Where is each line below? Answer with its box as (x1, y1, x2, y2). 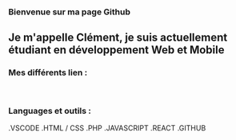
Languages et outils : (8, 105, 92, 116)
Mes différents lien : (8, 67, 88, 78)
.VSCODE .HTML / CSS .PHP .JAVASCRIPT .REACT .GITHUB (8, 122, 206, 133)
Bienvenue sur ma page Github (8, 6, 130, 17)
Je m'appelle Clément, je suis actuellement (8, 31, 228, 45)
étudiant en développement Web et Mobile (8, 43, 225, 57)
